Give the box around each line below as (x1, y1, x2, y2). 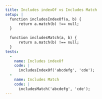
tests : (5, 49, 19, 54)
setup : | (5, 12, 23, 17)
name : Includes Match (14, 77, 59, 82)
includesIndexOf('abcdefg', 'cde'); (18, 68, 95, 73)
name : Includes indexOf (14, 58, 64, 63)
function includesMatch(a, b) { (9, 35, 77, 40)
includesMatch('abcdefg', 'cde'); (18, 86, 91, 91)
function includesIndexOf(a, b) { (9, 16, 81, 21)
